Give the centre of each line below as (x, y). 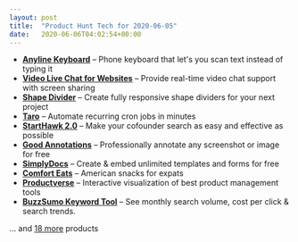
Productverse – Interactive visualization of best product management (150, 183)
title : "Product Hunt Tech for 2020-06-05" (93, 26)
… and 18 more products (54, 229)
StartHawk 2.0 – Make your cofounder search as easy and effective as (153, 126)
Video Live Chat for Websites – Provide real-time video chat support (149, 79)
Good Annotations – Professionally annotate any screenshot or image (151, 145)
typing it (37, 69)
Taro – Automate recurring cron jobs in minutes (109, 116)
